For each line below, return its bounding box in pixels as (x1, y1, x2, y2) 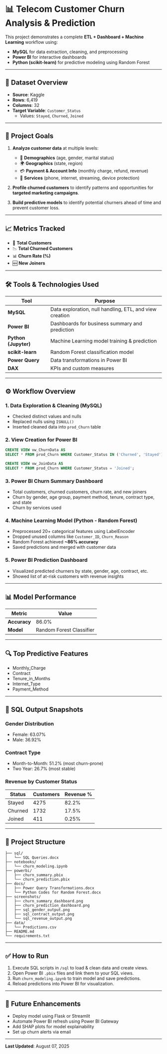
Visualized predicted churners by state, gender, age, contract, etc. (12, 568, 149, 574)
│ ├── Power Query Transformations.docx (5, 885, 94, 891)
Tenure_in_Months (12, 676, 51, 682)
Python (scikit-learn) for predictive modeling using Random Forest (12, 59, 150, 65)
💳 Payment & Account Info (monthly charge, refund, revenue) (19, 168, 149, 174)
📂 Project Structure (5, 838, 66, 846)
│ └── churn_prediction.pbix (5, 877, 70, 882)
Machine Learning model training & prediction (50, 338, 157, 345)
